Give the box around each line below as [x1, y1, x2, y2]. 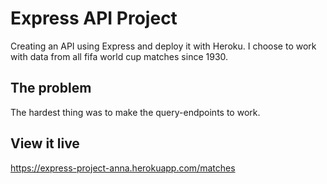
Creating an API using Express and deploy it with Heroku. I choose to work [10, 40, 317, 52]
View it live [10, 135, 80, 152]
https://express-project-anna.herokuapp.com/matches [10, 162, 236, 174]
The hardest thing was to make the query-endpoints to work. [10, 106, 261, 118]
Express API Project [10, 7, 178, 30]
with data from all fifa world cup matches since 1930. [10, 50, 229, 62]
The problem [10, 80, 92, 97]
